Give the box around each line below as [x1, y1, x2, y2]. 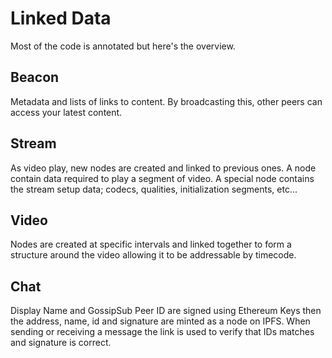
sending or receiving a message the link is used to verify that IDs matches [10, 326, 315, 338]
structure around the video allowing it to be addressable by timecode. [10, 249, 297, 261]
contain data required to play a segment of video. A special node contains [10, 172, 315, 184]
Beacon [10, 69, 60, 86]
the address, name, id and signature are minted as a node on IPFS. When [10, 315, 311, 327]
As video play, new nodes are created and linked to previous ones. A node [10, 162, 317, 174]
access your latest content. [10, 106, 123, 118]
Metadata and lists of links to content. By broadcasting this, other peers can [10, 95, 323, 107]
